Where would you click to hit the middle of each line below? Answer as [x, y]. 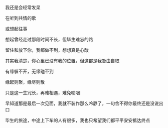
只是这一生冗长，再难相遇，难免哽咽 [43, 93]
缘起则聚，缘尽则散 [25, 82]
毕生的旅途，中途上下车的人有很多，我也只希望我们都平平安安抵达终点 [78, 120]
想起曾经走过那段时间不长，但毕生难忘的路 [49, 39]
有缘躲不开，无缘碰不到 [29, 71]
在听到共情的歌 [21, 18]
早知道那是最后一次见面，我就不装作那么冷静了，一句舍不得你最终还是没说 [82, 103]
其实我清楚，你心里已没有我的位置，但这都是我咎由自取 [62, 61]
